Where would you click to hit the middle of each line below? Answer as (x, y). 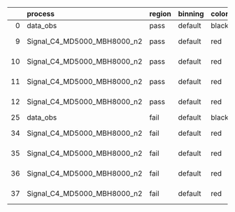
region (160, 14)
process (41, 14)
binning (191, 14)
